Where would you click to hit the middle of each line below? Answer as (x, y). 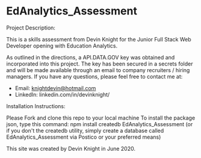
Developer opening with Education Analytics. (62, 46)
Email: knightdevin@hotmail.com (55, 88)
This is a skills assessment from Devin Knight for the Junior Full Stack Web (99, 39)
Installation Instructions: (36, 106)
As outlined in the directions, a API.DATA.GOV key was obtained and (91, 57)
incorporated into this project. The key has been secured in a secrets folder (100, 64)
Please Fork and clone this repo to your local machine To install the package (101, 118)
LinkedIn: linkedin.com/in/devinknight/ (62, 94)
